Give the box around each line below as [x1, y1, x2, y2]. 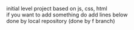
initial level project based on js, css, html [6, 5, 107, 12]
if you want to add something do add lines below [6, 11, 128, 18]
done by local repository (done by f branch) [6, 18, 115, 24]
